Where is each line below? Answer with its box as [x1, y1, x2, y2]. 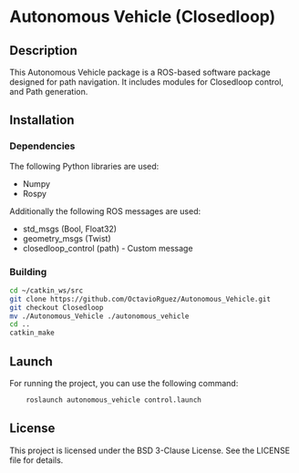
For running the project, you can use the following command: [9, 378, 239, 389]
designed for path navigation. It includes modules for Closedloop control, [9, 77, 284, 87]
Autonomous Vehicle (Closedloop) [9, 6, 276, 27]
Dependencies [9, 139, 76, 152]
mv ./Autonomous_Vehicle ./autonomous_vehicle [9, 312, 190, 321]
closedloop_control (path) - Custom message [22, 242, 193, 253]
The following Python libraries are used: [9, 160, 160, 171]
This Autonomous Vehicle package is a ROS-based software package [9, 67, 271, 77]
